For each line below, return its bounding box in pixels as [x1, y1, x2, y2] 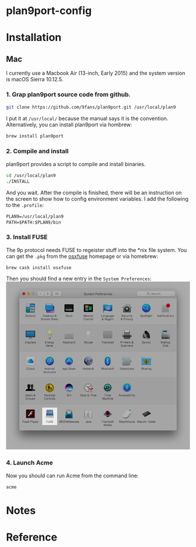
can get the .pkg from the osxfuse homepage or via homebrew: [6, 253, 159, 260]
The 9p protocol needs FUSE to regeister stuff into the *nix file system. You [6, 246, 187, 253]
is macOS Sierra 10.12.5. [6, 76, 64, 83]
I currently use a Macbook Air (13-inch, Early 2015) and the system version [6, 70, 185, 77]
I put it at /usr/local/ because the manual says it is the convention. [6, 115, 169, 122]
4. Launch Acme [6, 459, 54, 467]
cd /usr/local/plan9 [6, 173, 57, 178]
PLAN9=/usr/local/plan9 [6, 214, 64, 220]
